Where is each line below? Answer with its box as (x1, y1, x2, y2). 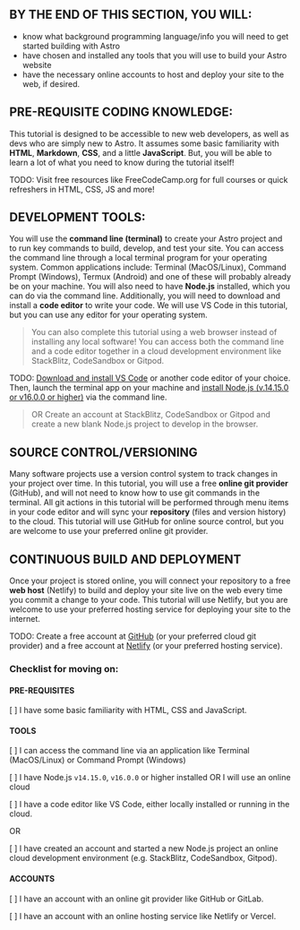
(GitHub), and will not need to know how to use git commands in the (9, 487, 261, 498)
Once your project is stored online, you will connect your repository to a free (9, 575, 291, 586)
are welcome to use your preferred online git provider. (9, 526, 209, 537)
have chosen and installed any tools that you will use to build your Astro (21, 49, 287, 61)
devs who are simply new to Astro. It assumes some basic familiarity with (9, 138, 279, 149)
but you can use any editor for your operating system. (9, 309, 208, 321)
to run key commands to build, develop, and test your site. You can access (9, 243, 285, 254)
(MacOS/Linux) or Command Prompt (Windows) (9, 754, 186, 765)
